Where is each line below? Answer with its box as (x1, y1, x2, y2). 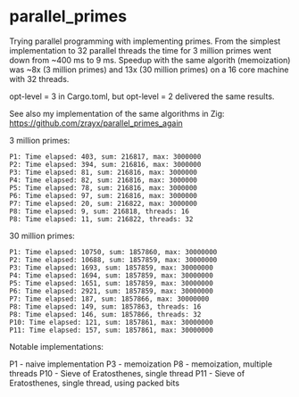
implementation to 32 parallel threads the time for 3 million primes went (9, 45, 272, 55)
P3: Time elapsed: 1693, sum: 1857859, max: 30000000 (9, 263, 214, 272)
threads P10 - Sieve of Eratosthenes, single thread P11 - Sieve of (9, 368, 245, 378)
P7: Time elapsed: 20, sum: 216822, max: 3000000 (9, 199, 198, 208)
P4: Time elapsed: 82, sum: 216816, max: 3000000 (9, 176, 198, 185)
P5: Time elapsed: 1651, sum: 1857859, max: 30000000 (9, 278, 214, 287)
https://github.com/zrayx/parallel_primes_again (9, 118, 183, 128)
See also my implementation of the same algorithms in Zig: (9, 108, 225, 119)
